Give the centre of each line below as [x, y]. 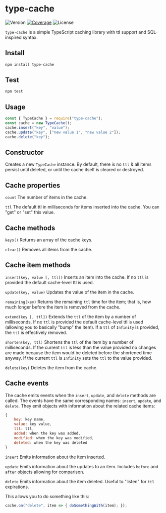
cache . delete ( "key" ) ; [28, 137]
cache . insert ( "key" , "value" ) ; [37, 127]
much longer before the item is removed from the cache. [63, 307]
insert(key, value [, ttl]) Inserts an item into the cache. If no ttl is [77, 277]
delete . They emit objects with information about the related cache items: [80, 406]
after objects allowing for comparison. [45, 472]
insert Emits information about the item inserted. [55, 457]
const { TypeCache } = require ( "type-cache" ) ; [54, 118]
